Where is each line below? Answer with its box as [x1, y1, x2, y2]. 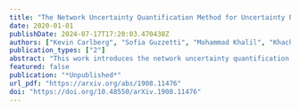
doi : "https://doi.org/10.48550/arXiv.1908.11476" [9, 87, 202, 96]
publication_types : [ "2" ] [9, 46, 105, 55]
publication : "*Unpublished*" [9, 71, 122, 80]
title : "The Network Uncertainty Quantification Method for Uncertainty [9, 12, 286, 22]
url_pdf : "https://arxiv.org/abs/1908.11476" [9, 79, 181, 88]
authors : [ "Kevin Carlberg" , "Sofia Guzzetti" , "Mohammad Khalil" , [9, 37, 266, 47]
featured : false [9, 63, 70, 72]
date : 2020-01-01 [9, 21, 74, 30]
